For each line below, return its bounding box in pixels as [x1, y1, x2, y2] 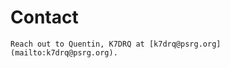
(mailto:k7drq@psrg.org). [10, 47, 118, 58]
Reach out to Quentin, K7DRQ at [10, 39, 145, 49]
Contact [10, 6, 79, 29]
